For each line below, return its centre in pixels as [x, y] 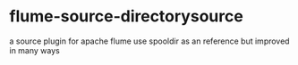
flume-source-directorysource [126, 16]
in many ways [34, 50]
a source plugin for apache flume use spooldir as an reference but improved [149, 41]
